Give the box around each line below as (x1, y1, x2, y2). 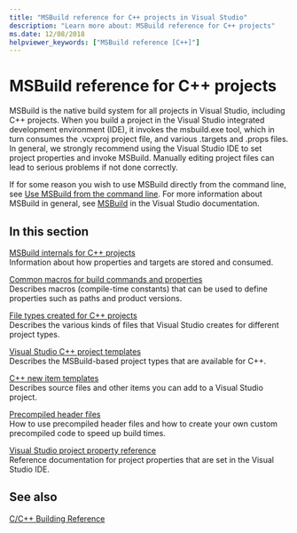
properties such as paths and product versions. (9, 293, 183, 303)
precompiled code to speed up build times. (9, 428, 166, 438)
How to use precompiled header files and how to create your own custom (9, 418, 277, 429)
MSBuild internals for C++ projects (9, 248, 136, 258)
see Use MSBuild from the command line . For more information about (9, 188, 263, 200)
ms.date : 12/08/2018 (9, 29, 86, 38)
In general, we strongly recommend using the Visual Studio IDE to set (9, 143, 262, 154)
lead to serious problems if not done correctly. (9, 162, 179, 173)
